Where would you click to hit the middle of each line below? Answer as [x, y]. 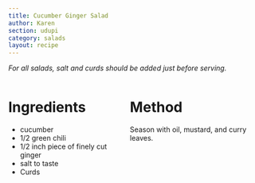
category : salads [37, 38]
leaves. [142, 138]
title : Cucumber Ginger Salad [59, 16]
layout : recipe [33, 46]
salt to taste [39, 164]
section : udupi [33, 30]
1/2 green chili [43, 138]
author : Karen [32, 23]
